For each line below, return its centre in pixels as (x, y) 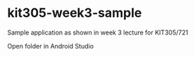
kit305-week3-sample (75, 13)
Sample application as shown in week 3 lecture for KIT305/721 (98, 32)
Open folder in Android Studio (50, 46)
